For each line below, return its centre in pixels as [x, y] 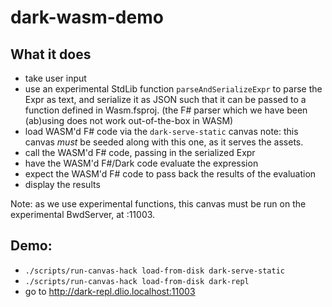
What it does [51, 54]
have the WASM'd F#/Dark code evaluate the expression [141, 163]
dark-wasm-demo [87, 17]
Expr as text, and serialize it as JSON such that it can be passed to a [165, 99]
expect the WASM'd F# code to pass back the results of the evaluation [170, 174]
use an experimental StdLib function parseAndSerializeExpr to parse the [173, 89]
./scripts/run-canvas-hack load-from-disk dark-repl [137, 281]
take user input [55, 78]
